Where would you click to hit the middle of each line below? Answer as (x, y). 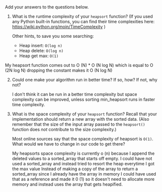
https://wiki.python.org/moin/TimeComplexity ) (59, 27)
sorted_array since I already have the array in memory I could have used (84, 174)
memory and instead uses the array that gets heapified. (67, 184)
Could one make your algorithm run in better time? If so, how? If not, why (85, 80)
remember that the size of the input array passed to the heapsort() (79, 124)
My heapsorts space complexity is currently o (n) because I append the (83, 153)
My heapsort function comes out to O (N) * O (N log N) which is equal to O (79, 65)
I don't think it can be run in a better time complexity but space (74, 94)
